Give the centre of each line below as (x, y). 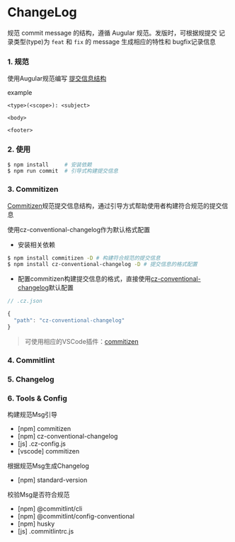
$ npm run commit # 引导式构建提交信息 (63, 171)
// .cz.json (25, 301)
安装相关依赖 (36, 244)
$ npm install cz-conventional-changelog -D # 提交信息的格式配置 (103, 265)
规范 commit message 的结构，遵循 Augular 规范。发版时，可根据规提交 (112, 33)
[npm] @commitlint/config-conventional (76, 516)
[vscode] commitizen (48, 451)
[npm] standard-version (52, 480)
